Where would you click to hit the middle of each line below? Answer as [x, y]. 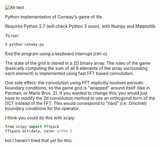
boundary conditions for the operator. [42, 108]
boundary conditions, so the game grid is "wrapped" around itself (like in [77, 88]
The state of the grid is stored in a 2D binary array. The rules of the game [78, 63]
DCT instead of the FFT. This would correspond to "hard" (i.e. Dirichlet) [76, 103]
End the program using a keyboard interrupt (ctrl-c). [57, 54]
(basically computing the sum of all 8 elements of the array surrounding [76, 68]
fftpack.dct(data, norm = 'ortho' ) [39, 131]
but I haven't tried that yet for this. [39, 140]
